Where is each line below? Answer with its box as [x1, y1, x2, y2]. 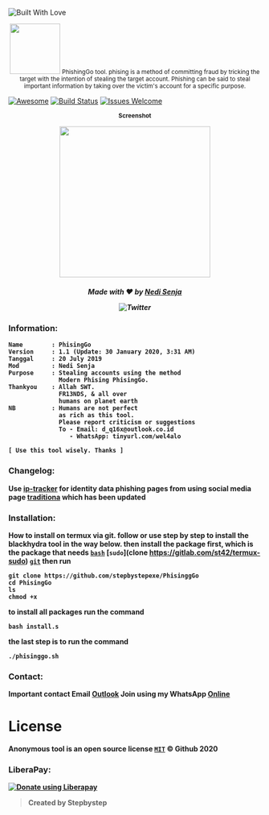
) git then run [25, 556, 71, 565]
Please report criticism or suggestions [59, 419, 196, 427]
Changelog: [8, 465, 55, 477]
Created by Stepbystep [27, 798, 108, 808]
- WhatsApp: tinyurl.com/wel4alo [69, 432, 181, 441]
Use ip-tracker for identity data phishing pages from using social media [8, 483, 251, 493]
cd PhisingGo [8, 578, 52, 587]
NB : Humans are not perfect [8, 404, 138, 412]
